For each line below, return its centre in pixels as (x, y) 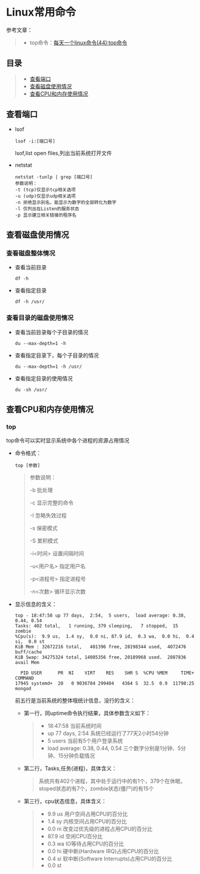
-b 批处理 (41, 490)
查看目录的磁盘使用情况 (40, 318)
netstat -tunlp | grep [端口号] (54, 177)
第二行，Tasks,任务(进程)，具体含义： (70, 768)
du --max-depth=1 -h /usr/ (48, 367)
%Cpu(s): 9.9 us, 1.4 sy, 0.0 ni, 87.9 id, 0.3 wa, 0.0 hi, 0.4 (104, 636)
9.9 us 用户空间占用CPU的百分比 (88, 814)
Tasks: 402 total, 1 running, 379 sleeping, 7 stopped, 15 (96, 626)
